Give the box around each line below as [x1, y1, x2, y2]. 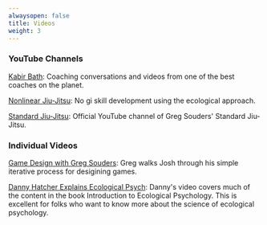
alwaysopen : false [8, 11, 70, 20]
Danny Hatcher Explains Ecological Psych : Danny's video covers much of [8, 182, 251, 191]
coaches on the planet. [8, 80, 84, 89]
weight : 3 [8, 27, 42, 35]
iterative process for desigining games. [8, 166, 138, 176]
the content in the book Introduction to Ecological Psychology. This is [8, 190, 237, 200]
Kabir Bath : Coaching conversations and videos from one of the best [8, 72, 235, 81]
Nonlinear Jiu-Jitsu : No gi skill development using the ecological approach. [8, 96, 256, 105]
